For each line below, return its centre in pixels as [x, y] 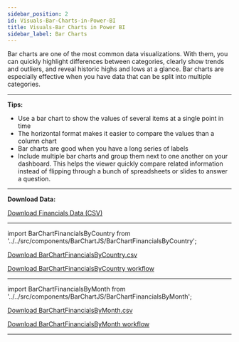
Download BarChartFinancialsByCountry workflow [81, 269]
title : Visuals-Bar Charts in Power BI [67, 27]
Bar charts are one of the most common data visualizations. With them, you [118, 54]
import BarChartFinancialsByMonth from [67, 289]
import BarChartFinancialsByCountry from [69, 234]
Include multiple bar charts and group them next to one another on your [123, 156]
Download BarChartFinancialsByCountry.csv [72, 255]
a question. [34, 179]
